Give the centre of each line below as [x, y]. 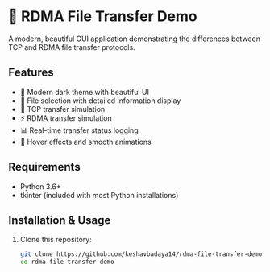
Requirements [44, 167]
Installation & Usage [60, 220]
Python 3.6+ [41, 186]
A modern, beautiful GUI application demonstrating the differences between [134, 39]
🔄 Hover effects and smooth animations [85, 142]
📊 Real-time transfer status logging [79, 130]
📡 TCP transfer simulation [62, 109]
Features [31, 73]
